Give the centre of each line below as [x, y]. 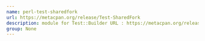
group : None [21, 29]
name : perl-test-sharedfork [42, 12]
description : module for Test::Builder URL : [65, 23]
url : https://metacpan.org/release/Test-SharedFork [73, 17]
